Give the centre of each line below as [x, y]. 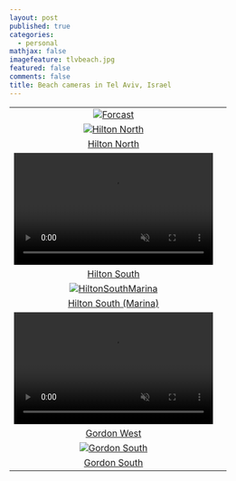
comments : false [40, 77]
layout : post [34, 18]
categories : [32, 34]
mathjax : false [38, 52]
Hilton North [113, 144]
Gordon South [113, 462]
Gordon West [113, 433]
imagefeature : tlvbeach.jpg [62, 60]
